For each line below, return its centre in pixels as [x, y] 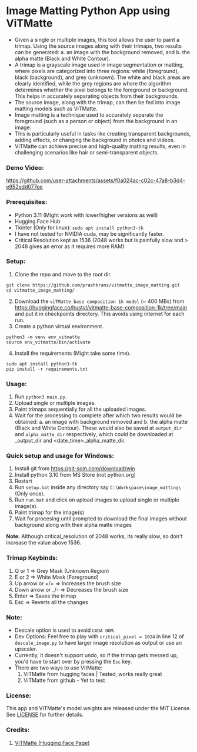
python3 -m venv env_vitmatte [43, 337]
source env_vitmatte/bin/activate [49, 342]
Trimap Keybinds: [32, 558]
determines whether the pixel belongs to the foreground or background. [102, 90]
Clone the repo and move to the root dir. [63, 274]
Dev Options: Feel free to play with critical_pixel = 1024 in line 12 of [99, 636]
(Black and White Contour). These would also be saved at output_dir [98, 428]
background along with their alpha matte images [73, 525]
